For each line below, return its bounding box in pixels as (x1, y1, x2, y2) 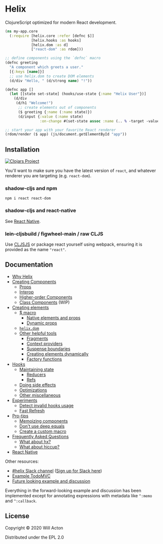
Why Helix (12, 273, 33, 279)
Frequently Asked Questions (12, 433, 69, 439)
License (5, 512, 30, 520)
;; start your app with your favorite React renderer (5, 127, 116, 132)
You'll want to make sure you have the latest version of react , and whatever (5, 168, 156, 173)
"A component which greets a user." (9, 65, 83, 70)
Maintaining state (19, 366, 54, 372)
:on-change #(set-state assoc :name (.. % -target (39, 119, 145, 123)
